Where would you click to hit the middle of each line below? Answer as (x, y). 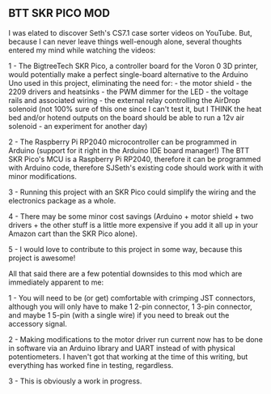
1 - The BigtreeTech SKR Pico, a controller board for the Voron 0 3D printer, (133, 66)
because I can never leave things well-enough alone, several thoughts (125, 41)
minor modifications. (42, 176)
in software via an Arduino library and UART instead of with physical (122, 348)
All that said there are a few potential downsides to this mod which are (125, 273)
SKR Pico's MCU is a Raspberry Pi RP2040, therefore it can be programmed (135, 159)
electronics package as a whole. (62, 200)
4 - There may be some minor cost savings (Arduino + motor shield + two (131, 216)
